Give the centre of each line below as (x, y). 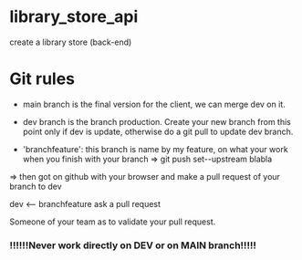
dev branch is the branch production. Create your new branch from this (157, 121)
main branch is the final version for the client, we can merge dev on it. (154, 104)
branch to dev (36, 186)
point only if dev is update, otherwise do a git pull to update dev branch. (158, 131)
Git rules (42, 79)
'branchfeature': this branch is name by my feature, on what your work (156, 149)
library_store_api (74, 17)
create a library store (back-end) (71, 42)
